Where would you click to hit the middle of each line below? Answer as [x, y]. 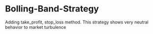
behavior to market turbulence [36, 27]
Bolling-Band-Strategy [52, 9]
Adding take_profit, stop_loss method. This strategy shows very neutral [77, 22]
